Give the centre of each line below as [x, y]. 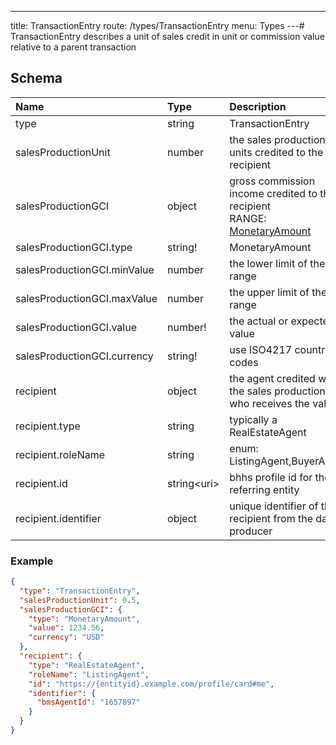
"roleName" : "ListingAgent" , [89, 674]
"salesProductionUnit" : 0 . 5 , [80, 600]
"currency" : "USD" [66, 637]
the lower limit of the [277, 263]
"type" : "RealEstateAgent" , [86, 665]
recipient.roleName [60, 454]
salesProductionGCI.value [76, 327]
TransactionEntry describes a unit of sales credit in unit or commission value [167, 36]
